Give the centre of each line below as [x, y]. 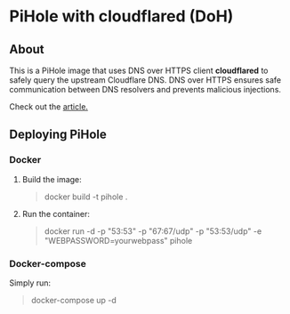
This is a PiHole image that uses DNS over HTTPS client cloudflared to [139, 70]
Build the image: [52, 179]
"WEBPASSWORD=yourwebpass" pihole [118, 240]
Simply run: [30, 283]
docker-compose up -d [74, 300]
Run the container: [56, 213]
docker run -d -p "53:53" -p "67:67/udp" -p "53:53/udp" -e [153, 231]
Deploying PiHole [58, 135]
